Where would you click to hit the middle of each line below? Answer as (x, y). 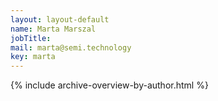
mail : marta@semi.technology (71, 47)
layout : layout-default (60, 19)
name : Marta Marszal (53, 29)
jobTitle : (31, 38)
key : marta (33, 57)
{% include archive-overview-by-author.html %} (109, 85)
